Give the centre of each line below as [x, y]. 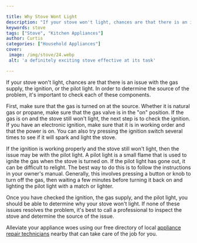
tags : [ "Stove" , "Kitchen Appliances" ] [55, 33]
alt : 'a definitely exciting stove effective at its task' [82, 60]
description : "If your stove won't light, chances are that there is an [97, 22]
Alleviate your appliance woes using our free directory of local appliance [94, 227]
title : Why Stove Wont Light [42, 16]
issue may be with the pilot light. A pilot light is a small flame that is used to [96, 155]
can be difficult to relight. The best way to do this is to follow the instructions [98, 167]
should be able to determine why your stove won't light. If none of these [93, 204]
